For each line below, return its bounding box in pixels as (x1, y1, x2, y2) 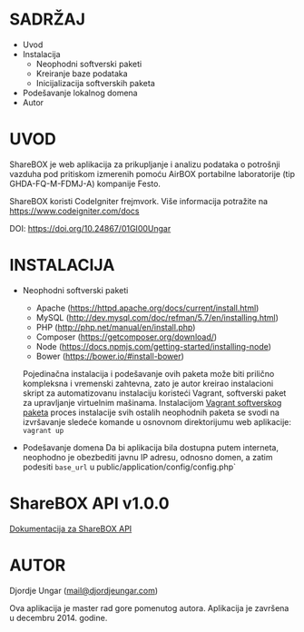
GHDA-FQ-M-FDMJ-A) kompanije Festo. (9, 178, 162, 189)
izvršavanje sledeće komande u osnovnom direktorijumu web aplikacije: (22, 416, 292, 427)
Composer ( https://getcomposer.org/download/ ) (35, 331, 218, 342)
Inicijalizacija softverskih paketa (35, 77, 156, 88)
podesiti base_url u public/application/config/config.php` (22, 461, 236, 472)
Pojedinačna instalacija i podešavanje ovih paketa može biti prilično (22, 368, 275, 379)
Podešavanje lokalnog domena (22, 87, 138, 98)
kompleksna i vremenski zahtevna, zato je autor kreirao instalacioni (22, 378, 274, 389)
